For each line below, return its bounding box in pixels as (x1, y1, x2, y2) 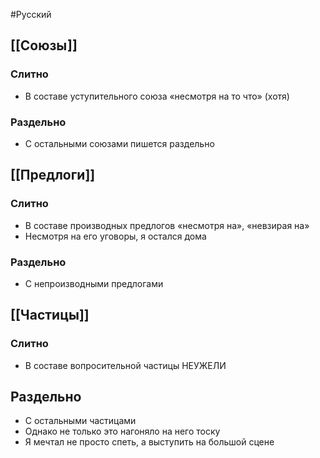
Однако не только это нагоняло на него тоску (24, 425, 221, 438)
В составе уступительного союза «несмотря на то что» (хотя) (24, 90, 290, 102)
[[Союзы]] (10, 37, 78, 54)
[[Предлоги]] (10, 167, 96, 184)
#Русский (10, 9, 52, 20)
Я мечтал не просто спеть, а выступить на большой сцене (24, 436, 275, 448)
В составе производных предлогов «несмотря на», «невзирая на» (24, 219, 310, 231)
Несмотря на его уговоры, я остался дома (24, 230, 207, 242)
